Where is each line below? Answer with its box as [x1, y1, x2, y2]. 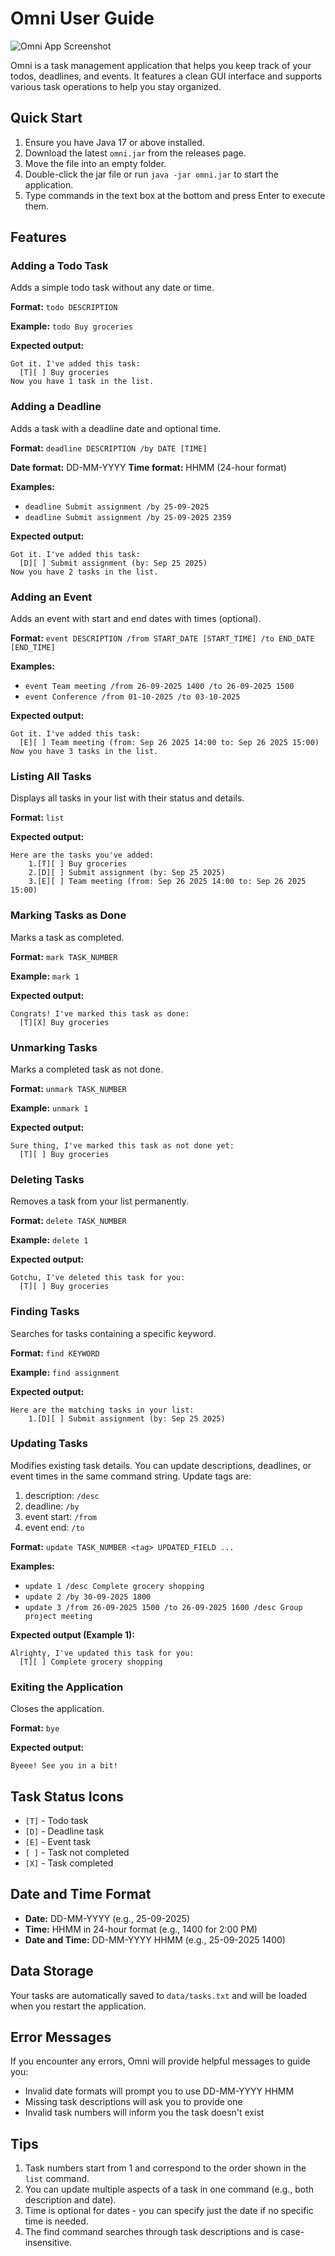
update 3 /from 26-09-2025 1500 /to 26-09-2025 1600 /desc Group [24, 1602, 303, 1612]
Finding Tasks [10, 1305, 80, 1319]
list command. [24, 2173, 90, 2185]
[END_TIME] [10, 643, 56, 653]
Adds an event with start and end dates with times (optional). [10, 613, 262, 625]
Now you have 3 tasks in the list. [10, 747, 159, 757]
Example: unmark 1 [10, 1102, 89, 1114]
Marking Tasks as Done [10, 908, 127, 922]
